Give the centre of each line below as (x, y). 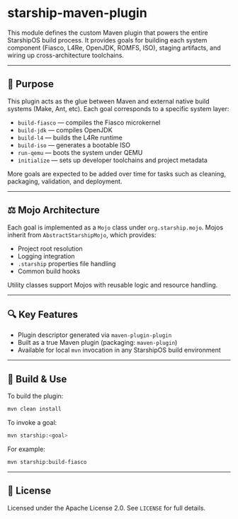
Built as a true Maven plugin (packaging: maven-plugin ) (97, 343)
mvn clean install (34, 409)
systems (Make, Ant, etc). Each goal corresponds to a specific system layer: (118, 108)
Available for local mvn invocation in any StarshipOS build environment (119, 350)
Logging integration (46, 256)
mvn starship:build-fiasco (47, 462)
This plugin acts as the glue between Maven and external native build (109, 101)
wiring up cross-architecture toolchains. (66, 55)
